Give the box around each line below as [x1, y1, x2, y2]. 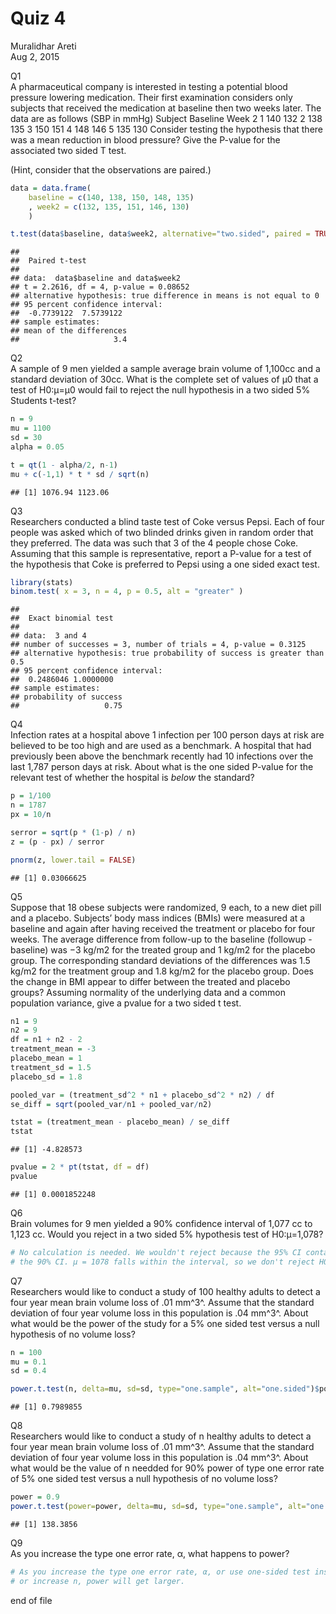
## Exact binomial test [10, 613, 114, 624]
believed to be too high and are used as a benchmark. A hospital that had [10, 740, 312, 752]
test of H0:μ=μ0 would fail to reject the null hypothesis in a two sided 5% [10, 384, 311, 396]
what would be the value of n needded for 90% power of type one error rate [10, 1462, 325, 1474]
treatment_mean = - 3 [10, 1044, 97, 1054]
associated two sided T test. [10, 144, 127, 156]
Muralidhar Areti [10, 40, 77, 52]
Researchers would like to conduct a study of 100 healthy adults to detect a [10, 1285, 321, 1297]
